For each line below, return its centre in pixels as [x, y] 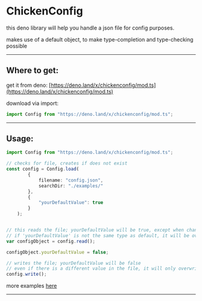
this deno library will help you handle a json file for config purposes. [90, 28]
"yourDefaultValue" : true [71, 203]
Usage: [20, 139]
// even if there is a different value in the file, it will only [91, 269]
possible [17, 46]
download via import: [32, 103]
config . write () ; [26, 274]
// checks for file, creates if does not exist [67, 163]
